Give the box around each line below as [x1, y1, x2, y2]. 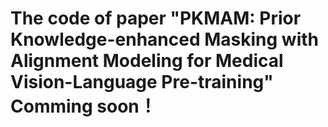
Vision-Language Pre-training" [10, 71, 274, 94]
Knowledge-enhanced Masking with [10, 28, 319, 51]
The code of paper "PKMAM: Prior [10, 7, 302, 30]
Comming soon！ [10, 95, 157, 118]
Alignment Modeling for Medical [10, 50, 284, 72]
